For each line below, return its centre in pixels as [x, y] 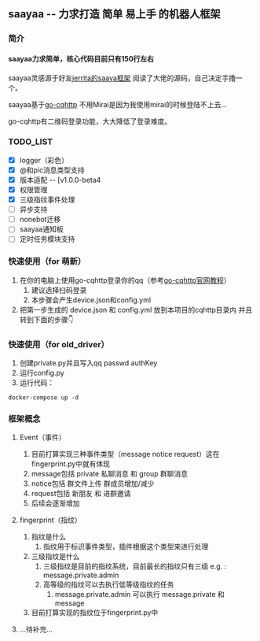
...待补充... [36, 629]
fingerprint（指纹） [51, 520]
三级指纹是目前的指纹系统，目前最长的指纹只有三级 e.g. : [135, 566]
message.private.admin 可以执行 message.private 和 [140, 595]
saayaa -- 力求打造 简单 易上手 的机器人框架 [115, 14]
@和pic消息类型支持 [52, 170]
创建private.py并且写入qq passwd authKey [88, 363]
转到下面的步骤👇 [46, 319]
